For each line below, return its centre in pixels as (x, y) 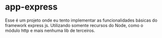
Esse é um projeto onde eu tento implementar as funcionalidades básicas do (81, 20)
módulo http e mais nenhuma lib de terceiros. (50, 30)
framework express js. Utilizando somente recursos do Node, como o (74, 25)
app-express (31, 7)
